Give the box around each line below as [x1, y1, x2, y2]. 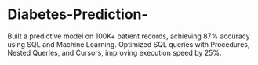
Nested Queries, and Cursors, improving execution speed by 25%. [7, 48, 222, 57]
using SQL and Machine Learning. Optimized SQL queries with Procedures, [7, 39, 250, 49]
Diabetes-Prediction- [7, 5, 148, 23]
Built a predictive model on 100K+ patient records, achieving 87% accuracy [7, 31, 250, 41]
